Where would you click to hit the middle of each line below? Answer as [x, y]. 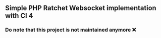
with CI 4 [19, 16]
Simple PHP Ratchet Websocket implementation [81, 8]
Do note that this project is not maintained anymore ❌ [71, 30]
